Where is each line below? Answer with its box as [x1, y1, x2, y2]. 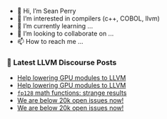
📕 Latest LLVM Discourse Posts [6, 57, 117, 67]
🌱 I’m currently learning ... [16, 22, 93, 30]
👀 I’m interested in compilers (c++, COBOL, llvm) [16, 14, 160, 23]
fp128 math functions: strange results [16, 89, 127, 97]
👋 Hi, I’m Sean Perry [16, 7, 76, 15]
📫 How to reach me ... [16, 38, 83, 45]
